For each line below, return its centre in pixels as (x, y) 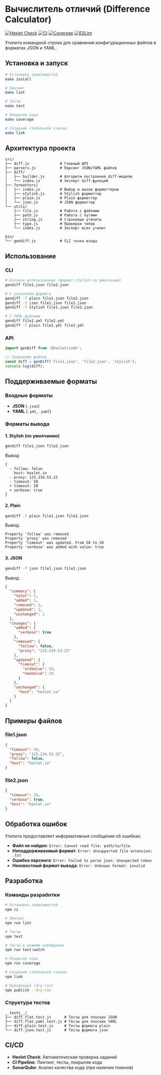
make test (15, 106)
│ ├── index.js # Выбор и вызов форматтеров (62, 190)
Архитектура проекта (40, 148)
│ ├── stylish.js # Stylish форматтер (53, 194)
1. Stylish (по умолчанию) (33, 436)
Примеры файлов (34, 721)
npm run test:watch (25, 950)
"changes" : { (23, 623)
